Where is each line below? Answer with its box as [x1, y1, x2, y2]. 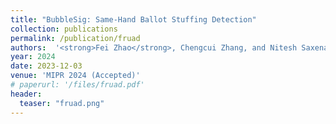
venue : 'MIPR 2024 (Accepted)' [10, 71, 141, 81]
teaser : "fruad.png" [19, 98, 105, 108]
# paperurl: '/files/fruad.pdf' [10, 80, 145, 90]
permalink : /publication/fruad [10, 33, 141, 43]
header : [10, 89, 43, 99]
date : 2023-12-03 [10, 61, 83, 71]
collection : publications [10, 24, 118, 34]
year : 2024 [10, 52, 56, 62]
